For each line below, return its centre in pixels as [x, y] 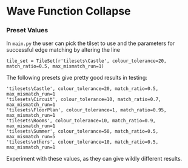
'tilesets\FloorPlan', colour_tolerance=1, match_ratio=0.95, [86, 110]
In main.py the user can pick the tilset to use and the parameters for [91, 43]
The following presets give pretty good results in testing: [77, 78]
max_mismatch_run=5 [31, 137]
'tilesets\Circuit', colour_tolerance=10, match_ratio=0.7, [84, 100]
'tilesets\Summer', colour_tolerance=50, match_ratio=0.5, [82, 131]
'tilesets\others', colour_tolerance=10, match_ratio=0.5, [82, 142]
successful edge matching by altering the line [63, 50]
